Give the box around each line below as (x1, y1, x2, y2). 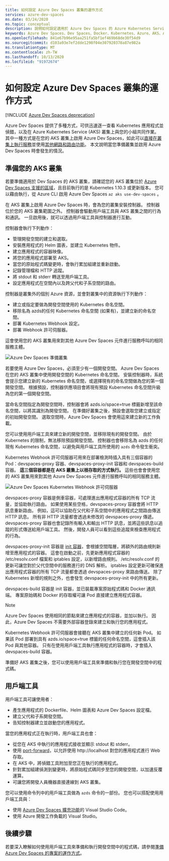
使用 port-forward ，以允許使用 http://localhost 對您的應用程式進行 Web (12, 747, 160, 753)
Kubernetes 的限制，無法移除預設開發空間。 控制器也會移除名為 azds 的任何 (5, 438, 163, 443)
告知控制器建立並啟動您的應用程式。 (12, 720, 88, 726)
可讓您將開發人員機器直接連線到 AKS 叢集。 (12, 779, 104, 785)
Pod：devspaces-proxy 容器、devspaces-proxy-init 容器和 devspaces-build (5, 461, 163, 466)
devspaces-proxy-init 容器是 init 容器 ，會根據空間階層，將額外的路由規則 (5, 544, 157, 549)
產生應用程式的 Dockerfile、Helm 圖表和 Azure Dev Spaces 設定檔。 (12, 707, 154, 713)
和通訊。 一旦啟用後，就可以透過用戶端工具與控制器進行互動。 (5, 214, 134, 220)
